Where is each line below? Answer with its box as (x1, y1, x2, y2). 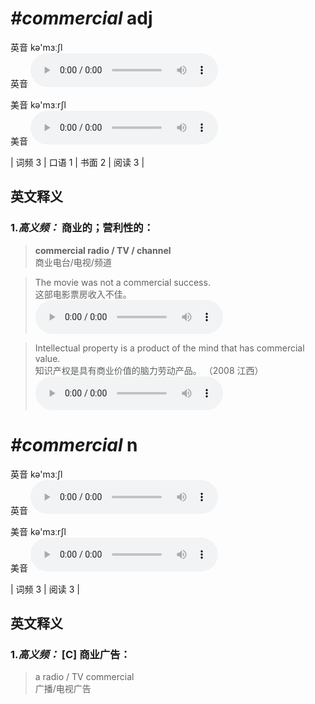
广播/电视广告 (34, 683, 92, 695)
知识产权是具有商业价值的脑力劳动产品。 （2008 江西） (34, 364, 264, 376)
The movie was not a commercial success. (34, 276, 211, 288)
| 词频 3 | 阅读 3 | (10, 583, 80, 595)
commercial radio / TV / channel (34, 244, 172, 256)
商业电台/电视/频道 (34, 256, 112, 268)
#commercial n (10, 433, 138, 456)
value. (34, 352, 61, 364)
